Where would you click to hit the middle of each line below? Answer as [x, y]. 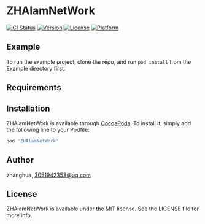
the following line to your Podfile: [48, 129]
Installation [28, 108]
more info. [19, 215]
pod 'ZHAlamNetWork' [33, 141]
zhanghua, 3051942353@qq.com [48, 175]
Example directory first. [36, 68]
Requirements [34, 87]
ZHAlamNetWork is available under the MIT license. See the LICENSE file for [103, 209]
